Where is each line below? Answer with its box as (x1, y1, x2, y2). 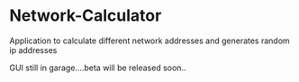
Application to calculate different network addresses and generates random (9, 35, 290, 46)
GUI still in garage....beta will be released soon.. (9, 62, 186, 73)
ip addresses (9, 44, 58, 55)
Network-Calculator (9, 5, 162, 26)
